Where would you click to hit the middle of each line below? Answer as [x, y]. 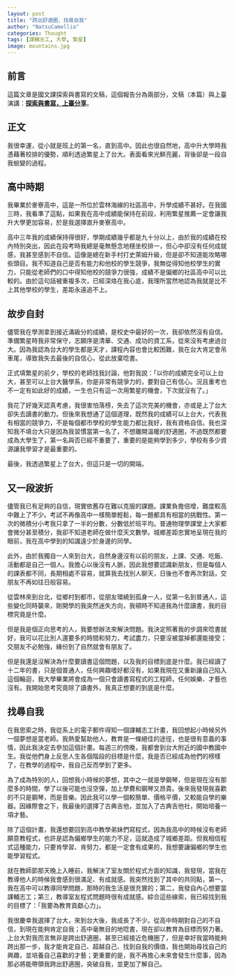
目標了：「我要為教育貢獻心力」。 [59, 905]
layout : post [26, 14]
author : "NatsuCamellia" [43, 27]
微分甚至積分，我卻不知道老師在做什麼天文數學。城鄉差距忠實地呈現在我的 [120, 532]
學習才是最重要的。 [53, 449]
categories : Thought [37, 33]
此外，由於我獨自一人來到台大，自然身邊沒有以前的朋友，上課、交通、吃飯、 [117, 556]
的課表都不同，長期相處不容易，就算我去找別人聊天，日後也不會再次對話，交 [117, 573]
